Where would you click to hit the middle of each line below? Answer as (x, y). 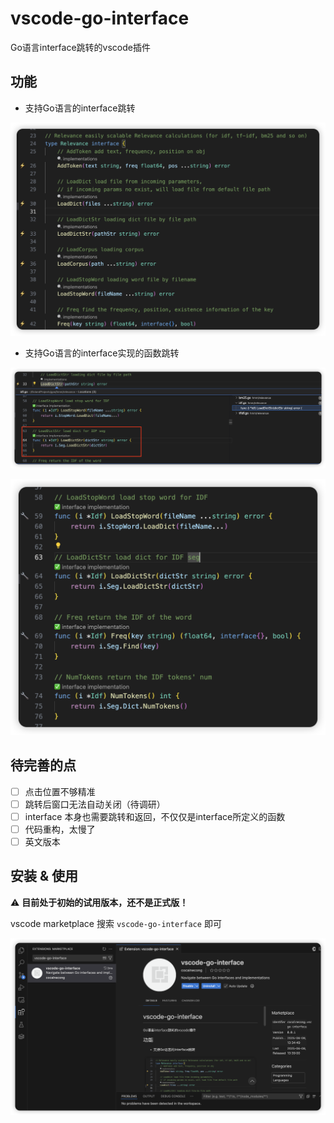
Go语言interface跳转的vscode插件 (80, 47)
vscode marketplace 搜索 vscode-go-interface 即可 (116, 923)
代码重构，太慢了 (60, 829)
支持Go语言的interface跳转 (80, 108)
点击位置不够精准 (60, 791)
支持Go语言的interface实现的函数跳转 (102, 353)
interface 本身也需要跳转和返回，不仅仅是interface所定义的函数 (155, 816)
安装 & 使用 (44, 876)
